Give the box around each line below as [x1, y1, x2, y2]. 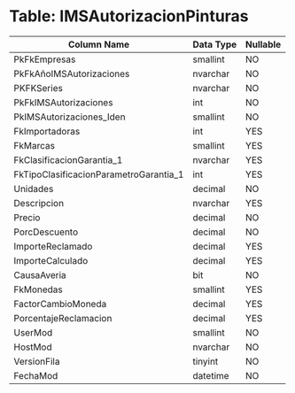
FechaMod [13, 369, 58, 381]
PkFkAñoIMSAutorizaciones [13, 67, 130, 80]
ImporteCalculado [13, 254, 89, 266]
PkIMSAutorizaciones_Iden [13, 111, 126, 123]
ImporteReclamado [13, 240, 93, 252]
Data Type [192, 38, 237, 50]
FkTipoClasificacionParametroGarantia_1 [13, 168, 184, 181]
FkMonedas [13, 283, 64, 296]
